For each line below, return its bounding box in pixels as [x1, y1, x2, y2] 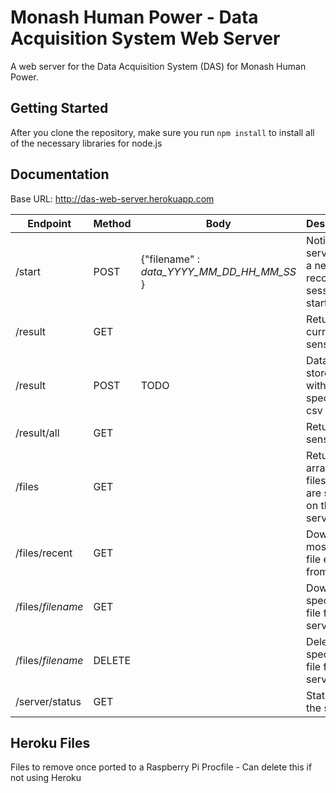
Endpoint [27, 216, 72, 230]
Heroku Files [10, 734, 91, 751]
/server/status [15, 694, 82, 708]
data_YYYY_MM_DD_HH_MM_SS [140, 264, 297, 278]
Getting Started [10, 100, 109, 117]
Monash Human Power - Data [10, 6, 259, 29]
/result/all [15, 426, 60, 440]
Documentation [10, 166, 110, 183]
